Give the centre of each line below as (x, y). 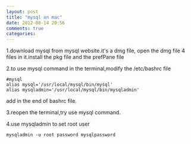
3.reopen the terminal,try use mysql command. (63, 112)
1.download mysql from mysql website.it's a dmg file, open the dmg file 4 (96, 51)
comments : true (25, 28)
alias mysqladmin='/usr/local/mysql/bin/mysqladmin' (73, 90)
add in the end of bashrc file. (42, 101)
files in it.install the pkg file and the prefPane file (65, 57)
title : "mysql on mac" (34, 17)
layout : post (22, 12)
